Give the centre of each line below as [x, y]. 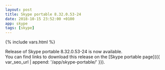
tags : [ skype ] [20, 28]
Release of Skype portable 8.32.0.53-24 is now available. [64, 52]
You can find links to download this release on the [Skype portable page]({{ [83, 57]
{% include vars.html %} [30, 42]
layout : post [19, 10]
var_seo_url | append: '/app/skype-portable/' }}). [55, 62]
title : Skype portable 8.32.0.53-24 [43, 14]
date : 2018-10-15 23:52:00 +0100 [40, 19]
